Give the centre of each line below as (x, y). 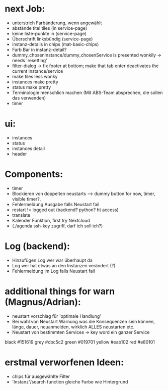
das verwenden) (29, 98)
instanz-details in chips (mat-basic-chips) (55, 44)
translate (21, 215)
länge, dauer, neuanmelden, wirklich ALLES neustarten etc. (73, 327)
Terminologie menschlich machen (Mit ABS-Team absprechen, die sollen (87, 92)
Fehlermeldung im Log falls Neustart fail (53, 271)
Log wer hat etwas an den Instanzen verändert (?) (64, 265)
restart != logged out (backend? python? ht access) (65, 210)
